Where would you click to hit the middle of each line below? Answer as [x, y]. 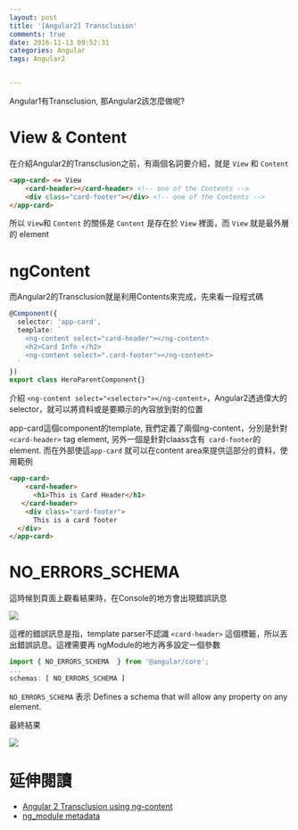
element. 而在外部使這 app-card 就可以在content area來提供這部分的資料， [145, 450]
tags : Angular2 [37, 59]
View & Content [68, 138]
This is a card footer [75, 520]
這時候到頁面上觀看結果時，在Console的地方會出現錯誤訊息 [118, 598]
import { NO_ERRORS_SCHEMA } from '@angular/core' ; [109, 662]
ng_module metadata [61, 816]
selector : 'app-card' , [59, 322]
